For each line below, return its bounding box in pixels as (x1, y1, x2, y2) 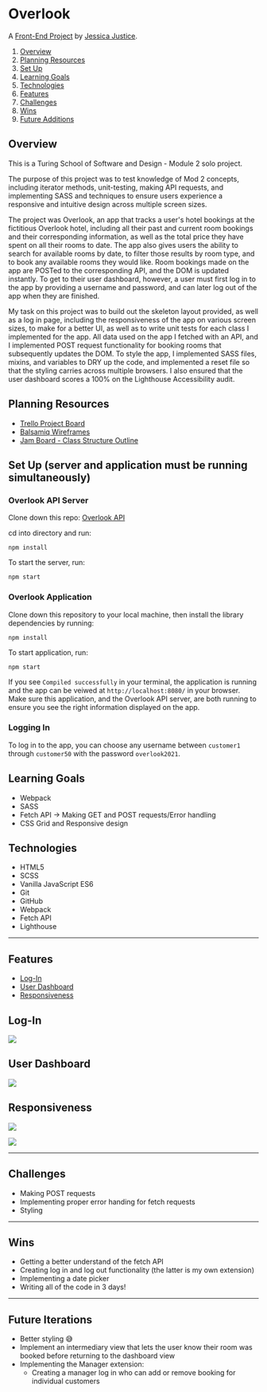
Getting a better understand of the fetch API (19, 1257, 164, 1267)
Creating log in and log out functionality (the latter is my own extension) (19, 1265, 254, 1275)
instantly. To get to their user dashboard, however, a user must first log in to (8, 274, 257, 284)
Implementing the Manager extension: (19, 1359, 145, 1369)
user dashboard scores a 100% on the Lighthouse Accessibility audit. (8, 374, 235, 383)
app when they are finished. (8, 291, 100, 300)
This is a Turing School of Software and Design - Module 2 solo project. (8, 159, 243, 168)
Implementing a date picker (19, 1274, 110, 1284)
